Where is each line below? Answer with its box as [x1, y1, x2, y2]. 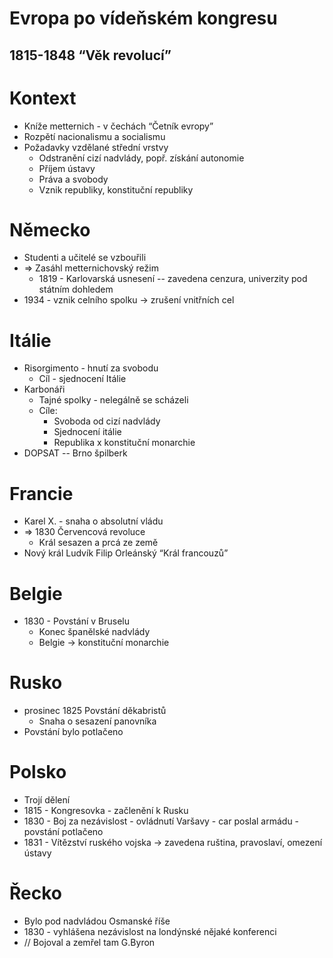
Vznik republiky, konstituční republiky [38, 183, 194, 196]
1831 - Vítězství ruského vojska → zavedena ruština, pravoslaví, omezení [23, 837, 323, 849]
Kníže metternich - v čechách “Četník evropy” [23, 120, 214, 132]
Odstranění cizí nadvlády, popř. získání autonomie [38, 152, 245, 164]
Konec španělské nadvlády [38, 626, 151, 638]
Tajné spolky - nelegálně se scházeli [38, 394, 189, 406]
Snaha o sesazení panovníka [38, 715, 157, 727]
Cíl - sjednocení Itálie [38, 373, 127, 385]
